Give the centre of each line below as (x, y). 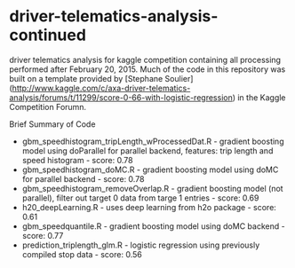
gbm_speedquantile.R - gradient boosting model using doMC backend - (154, 226)
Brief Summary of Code (52, 124)
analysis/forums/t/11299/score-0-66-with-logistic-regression (121, 97)
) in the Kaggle (259, 97)
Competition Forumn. (48, 106)
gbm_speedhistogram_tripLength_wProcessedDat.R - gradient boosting (153, 141)
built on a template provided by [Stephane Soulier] (101, 78)
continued (48, 35)
